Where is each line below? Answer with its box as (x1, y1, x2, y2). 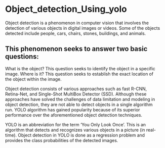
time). (5, 132, 17, 138)
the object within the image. (5, 76, 62, 82)
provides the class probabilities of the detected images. (5, 137, 119, 143)
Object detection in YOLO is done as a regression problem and (18, 132, 145, 138)
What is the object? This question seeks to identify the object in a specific (5, 65, 156, 71)
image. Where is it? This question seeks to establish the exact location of (5, 71, 154, 77)
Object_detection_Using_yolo (5, 3, 127, 15)
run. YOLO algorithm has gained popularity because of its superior (5, 106, 140, 112)
